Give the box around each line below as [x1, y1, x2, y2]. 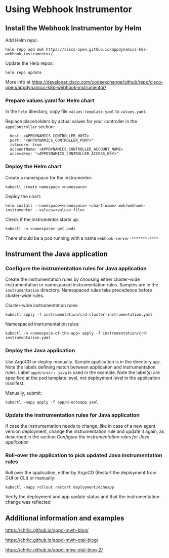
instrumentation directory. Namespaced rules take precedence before [5, 287, 153, 293]
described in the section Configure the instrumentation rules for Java [5, 433, 150, 439]
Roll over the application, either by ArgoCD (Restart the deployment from [5, 470, 157, 476]
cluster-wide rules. [5, 292, 45, 299]
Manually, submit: [5, 390, 42, 396]
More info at [5, 79, 31, 85]
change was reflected [5, 499, 51, 505]
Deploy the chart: [5, 193, 41, 199]
